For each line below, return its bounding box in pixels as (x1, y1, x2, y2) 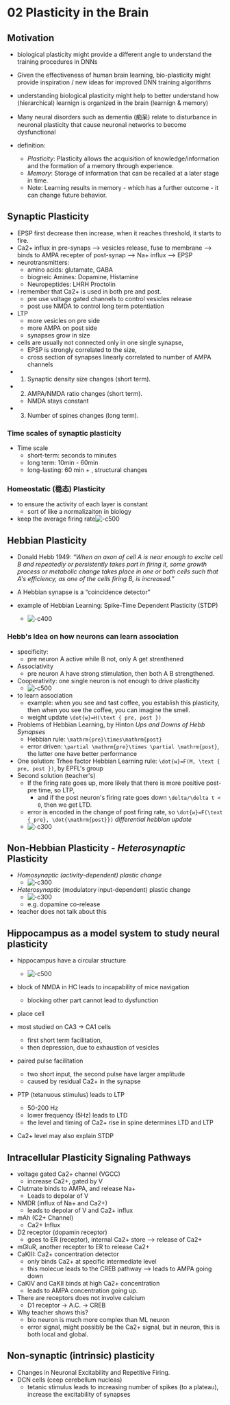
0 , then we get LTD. (37, 801, 92, 809)
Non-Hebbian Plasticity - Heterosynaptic (7, 842, 186, 853)
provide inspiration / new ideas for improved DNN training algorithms (16, 78, 212, 86)
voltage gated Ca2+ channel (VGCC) (16, 1170, 121, 1178)
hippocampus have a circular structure (16, 956, 127, 965)
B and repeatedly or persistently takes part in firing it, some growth (16, 560, 207, 569)
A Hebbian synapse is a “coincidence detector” (16, 588, 151, 596)
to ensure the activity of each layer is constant (16, 500, 149, 508)
